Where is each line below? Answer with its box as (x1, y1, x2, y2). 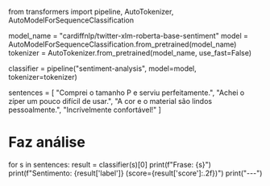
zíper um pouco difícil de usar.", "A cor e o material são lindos (8, 97, 212, 105)
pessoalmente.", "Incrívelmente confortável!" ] (8, 105, 161, 114)
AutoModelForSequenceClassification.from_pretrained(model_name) (8, 39, 237, 49)
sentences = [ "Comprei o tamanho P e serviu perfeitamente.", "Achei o (8, 88, 245, 97)
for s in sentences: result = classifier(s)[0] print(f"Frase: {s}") (8, 159, 212, 169)
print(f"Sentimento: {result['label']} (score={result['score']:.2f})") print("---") (8, 168, 263, 178)
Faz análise (8, 133, 86, 151)
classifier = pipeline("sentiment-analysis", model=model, (8, 64, 197, 73)
